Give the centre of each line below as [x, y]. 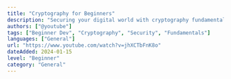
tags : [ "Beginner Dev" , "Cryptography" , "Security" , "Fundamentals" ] [109, 33]
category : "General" [37, 65]
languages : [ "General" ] [41, 39]
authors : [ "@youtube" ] [40, 26]
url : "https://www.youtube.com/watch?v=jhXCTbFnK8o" [84, 45]
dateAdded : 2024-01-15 [40, 52]
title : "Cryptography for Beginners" [61, 13]
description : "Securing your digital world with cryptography [98, 20]
